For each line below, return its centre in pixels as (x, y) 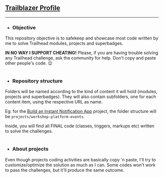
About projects (30, 149)
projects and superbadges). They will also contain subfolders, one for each (81, 97)
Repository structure (37, 81)
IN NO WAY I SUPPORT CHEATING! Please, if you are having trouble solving (82, 53)
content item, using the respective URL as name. (54, 102)
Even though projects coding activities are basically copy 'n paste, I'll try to (81, 159)
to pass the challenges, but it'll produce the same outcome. (65, 170)
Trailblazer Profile (33, 8)
